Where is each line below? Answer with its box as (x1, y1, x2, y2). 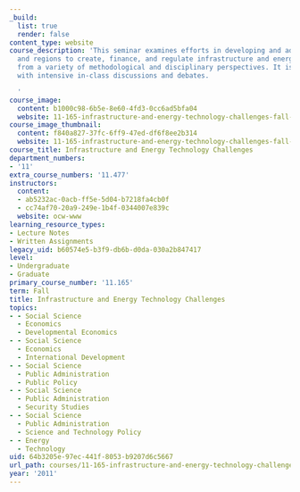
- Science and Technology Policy (17, 428, 142, 437)
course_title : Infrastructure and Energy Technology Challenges (9, 146, 254, 154)
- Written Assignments (9, 237, 94, 246)
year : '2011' (9, 470, 58, 479)
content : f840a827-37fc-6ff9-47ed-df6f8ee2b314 (17, 129, 198, 138)
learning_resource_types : (9, 220, 105, 229)
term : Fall (9, 287, 50, 296)
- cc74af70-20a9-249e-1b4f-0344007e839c (17, 204, 170, 213)
